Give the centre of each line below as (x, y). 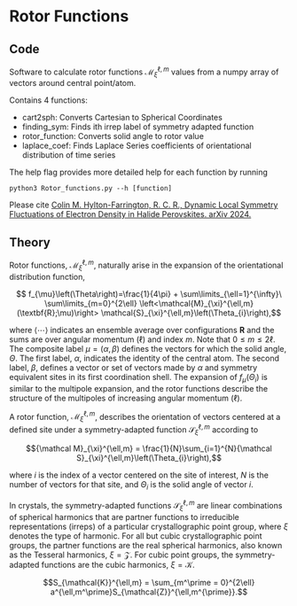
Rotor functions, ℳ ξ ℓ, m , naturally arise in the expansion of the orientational (146, 265)
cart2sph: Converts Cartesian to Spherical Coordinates (122, 118)
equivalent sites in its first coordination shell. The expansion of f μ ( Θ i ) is (138, 378)
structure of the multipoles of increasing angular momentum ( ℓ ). (126, 398)
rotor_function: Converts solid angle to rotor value (113, 136)
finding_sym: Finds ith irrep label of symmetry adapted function (138, 127)
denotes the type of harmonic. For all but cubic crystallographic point (136, 536)
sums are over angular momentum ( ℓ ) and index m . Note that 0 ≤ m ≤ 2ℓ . (143, 339)
